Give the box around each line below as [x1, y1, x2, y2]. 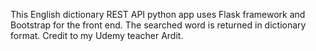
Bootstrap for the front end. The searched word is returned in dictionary [10, 19, 307, 31]
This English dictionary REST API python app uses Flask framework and [10, 9, 306, 20]
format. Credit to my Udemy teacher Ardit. [10, 30, 184, 41]
